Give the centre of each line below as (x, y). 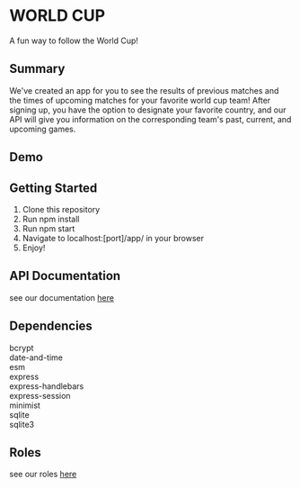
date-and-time (36, 357)
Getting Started (53, 188)
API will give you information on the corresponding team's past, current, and (150, 119)
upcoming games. (43, 129)
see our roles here (43, 474)
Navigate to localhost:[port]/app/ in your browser (113, 238)
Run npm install (51, 219)
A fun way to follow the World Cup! (74, 41)
